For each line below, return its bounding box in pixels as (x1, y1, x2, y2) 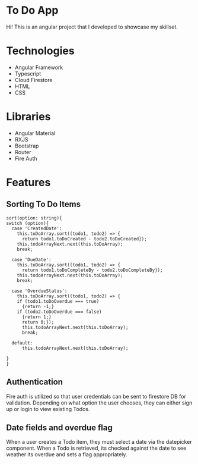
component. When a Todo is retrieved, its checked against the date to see (6, 444, 187, 452)
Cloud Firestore (14, 76, 53, 83)
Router (14, 148, 31, 155)
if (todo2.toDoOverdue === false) (17, 309, 102, 315)
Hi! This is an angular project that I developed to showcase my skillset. (6, 23, 178, 30)
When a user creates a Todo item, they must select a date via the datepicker (6, 438, 192, 446)
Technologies (6, 44, 75, 58)
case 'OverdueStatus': (11, 288, 68, 294)
